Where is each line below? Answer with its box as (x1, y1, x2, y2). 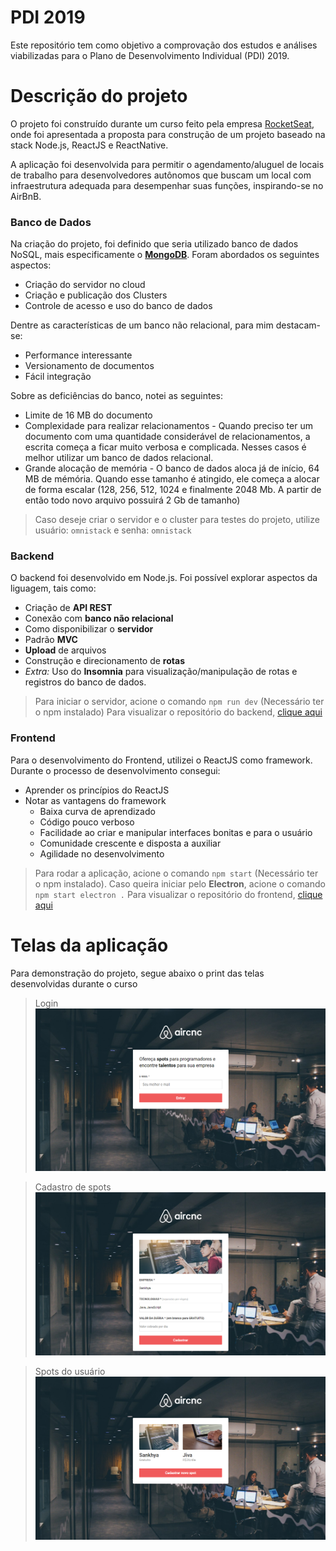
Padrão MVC (24, 634, 78, 646)
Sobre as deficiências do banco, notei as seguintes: (10, 390, 223, 402)
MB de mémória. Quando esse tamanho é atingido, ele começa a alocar (24, 473, 320, 485)
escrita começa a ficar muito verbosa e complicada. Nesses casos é (24, 441, 307, 453)
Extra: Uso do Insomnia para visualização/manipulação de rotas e (24, 666, 298, 678)
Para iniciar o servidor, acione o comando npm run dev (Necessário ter (34, 696, 325, 708)
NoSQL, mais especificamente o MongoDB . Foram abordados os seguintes (10, 249, 320, 261)
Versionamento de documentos (24, 360, 155, 372)
